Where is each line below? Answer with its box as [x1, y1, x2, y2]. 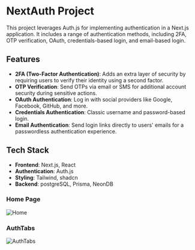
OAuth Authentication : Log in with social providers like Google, [14, 96, 173, 103]
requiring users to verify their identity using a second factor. [14, 76, 164, 84]
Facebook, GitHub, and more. [14, 102, 88, 109]
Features [6, 54, 40, 64]
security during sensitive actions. [14, 89, 97, 97]
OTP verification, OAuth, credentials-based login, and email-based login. [6, 37, 186, 44]
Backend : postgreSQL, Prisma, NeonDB [14, 180, 114, 187]
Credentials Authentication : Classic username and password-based [14, 108, 186, 115]
